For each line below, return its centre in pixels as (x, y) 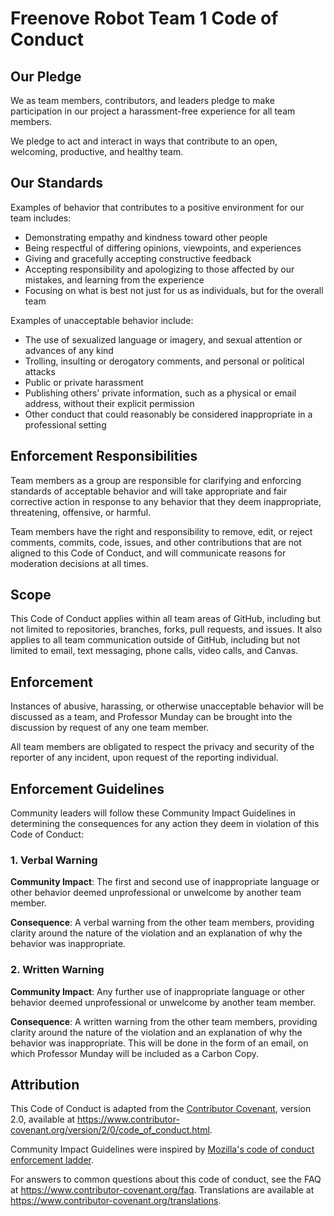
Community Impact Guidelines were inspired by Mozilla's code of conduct (162, 1149)
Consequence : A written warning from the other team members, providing (164, 1021)
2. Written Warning (57, 970)
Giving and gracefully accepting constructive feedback (138, 258)
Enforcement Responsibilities (104, 456)
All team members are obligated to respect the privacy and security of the (162, 747)
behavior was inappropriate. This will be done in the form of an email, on (159, 1043)
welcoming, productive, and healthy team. (97, 151)
